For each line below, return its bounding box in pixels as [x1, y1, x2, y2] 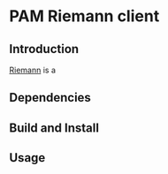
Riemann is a [9, 64, 56, 75]
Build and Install [9, 120, 100, 135]
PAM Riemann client [9, 6, 160, 26]
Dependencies [9, 90, 91, 105]
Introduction [9, 42, 80, 57]
